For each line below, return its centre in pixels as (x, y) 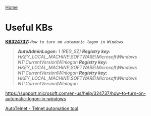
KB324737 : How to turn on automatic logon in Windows (64, 41)
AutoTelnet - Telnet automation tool (42, 108)
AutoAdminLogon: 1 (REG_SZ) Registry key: (64, 51)
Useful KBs (29, 28)
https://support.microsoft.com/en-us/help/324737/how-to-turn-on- (75, 93)
